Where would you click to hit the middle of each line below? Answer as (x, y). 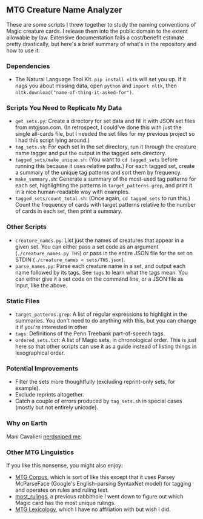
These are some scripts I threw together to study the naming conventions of (101, 24)
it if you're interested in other (51, 327)
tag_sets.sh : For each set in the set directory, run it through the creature (105, 147)
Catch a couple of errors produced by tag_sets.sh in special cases (98, 401)
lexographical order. (40, 353)
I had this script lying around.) (52, 140)
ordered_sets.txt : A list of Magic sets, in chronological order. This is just (106, 340)
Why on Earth (27, 423)
